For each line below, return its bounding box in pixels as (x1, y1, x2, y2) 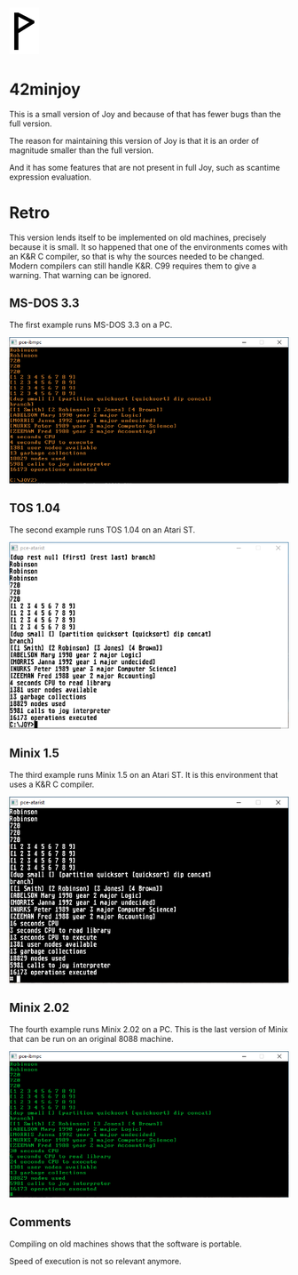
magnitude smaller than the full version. (9, 145, 154, 156)
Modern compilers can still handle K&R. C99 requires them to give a (9, 261, 257, 271)
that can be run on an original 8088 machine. (9, 1033, 175, 1044)
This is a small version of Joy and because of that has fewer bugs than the (9, 109, 281, 120)
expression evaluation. (9, 172, 91, 182)
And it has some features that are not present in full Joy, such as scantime (9, 163, 281, 173)
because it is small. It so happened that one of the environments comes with (9, 242, 288, 253)
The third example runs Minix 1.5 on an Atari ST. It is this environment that (9, 769, 278, 780)
